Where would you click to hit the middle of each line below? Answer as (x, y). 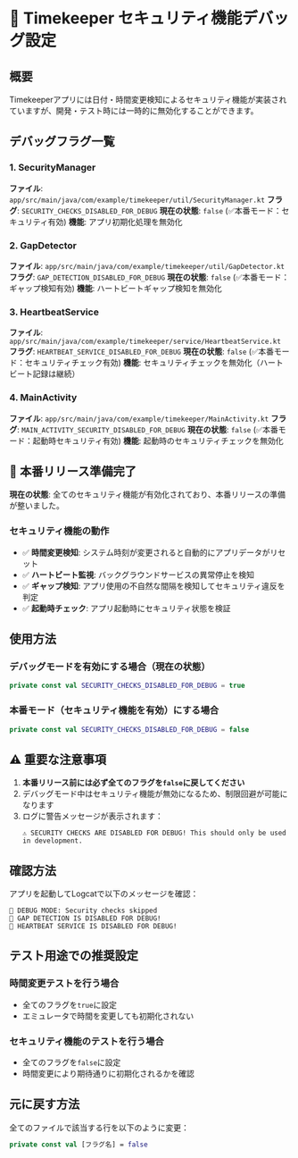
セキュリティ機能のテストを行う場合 (87, 1041)
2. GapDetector (43, 245)
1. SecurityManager (53, 168)
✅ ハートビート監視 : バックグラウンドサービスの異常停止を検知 (138, 575)
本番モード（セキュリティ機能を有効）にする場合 (114, 710)
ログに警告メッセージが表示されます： (92, 816)
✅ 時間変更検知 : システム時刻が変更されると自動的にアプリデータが (146, 552)
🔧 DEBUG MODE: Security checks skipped (83, 911)
